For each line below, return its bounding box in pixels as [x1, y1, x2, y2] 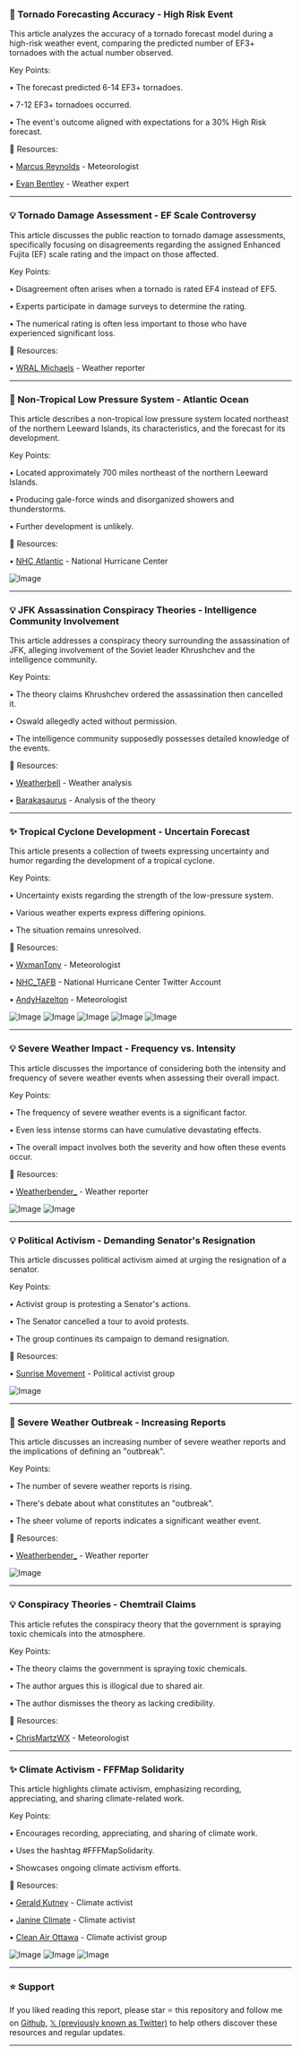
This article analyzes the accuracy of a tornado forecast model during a [9, 29, 273, 39]
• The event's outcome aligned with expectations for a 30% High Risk [9, 116, 267, 128]
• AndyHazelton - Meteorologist [9, 994, 128, 1005]
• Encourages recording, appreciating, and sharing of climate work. [9, 1827, 258, 1838]
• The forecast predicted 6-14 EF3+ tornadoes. [9, 82, 184, 93]
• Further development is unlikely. [9, 520, 134, 531]
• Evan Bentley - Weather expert [9, 178, 130, 189]
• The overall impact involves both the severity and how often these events [9, 1141, 287, 1152]
